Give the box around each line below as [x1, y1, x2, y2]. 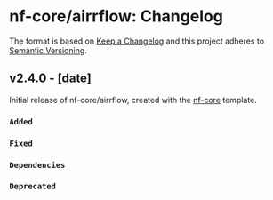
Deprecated [9, 181, 56, 192]
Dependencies [9, 160, 66, 170]
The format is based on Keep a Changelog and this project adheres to [9, 36, 265, 46]
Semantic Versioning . [9, 44, 87, 55]
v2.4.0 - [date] [9, 71, 92, 86]
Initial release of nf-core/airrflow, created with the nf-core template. [9, 94, 258, 105]
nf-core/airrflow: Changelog [9, 6, 224, 27]
